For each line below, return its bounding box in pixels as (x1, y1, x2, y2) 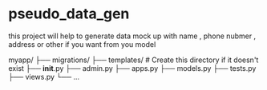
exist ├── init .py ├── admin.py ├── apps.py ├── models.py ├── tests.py (8, 63, 257, 72)
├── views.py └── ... (8, 72, 80, 81)
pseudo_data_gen (8, 5, 130, 23)
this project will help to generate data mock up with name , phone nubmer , (8, 31, 257, 41)
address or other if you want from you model (8, 39, 156, 49)
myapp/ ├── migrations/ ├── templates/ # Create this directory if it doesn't (8, 55, 259, 65)
